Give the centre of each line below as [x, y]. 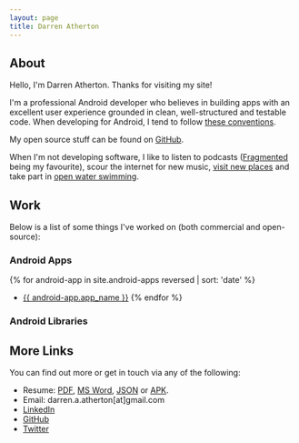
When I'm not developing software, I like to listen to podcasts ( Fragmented [149, 157]
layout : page [34, 18]
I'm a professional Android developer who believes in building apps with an [150, 103]
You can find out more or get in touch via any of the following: [125, 373]
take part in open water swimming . [74, 176]
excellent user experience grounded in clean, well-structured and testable [148, 112]
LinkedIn [39, 409]
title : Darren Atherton [55, 26]
